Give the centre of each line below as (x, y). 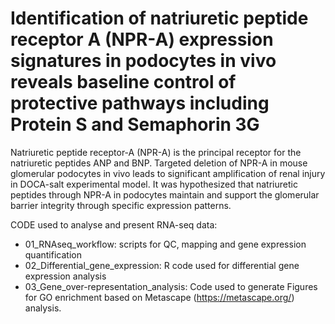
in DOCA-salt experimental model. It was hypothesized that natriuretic (154, 184)
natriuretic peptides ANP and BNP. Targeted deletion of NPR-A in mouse (159, 163)
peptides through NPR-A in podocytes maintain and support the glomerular (165, 194)
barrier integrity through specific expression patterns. (121, 205)
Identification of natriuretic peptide (159, 18)
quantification (53, 254)
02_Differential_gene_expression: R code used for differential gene (162, 265)
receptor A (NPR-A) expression (142, 39)
